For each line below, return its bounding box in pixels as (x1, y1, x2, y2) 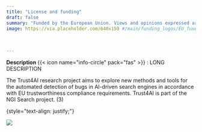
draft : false (6, 14, 39, 20)
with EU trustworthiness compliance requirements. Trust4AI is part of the (6, 89, 188, 97)
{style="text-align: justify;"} (6, 107, 75, 115)
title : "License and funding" (6, 8, 82, 15)
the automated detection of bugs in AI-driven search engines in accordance (6, 83, 194, 90)
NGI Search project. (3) (6, 95, 64, 103)
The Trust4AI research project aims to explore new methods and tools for (6, 76, 188, 84)
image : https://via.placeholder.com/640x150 (6, 25, 120, 32)
